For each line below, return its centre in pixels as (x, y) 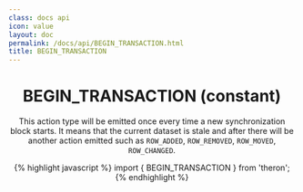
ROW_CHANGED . (152, 150)
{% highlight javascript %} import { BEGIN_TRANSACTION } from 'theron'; (152, 168)
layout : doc (31, 34)
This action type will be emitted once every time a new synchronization (152, 121)
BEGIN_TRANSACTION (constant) (152, 96)
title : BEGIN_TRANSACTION (57, 52)
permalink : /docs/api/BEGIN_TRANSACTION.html (96, 43)
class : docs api (39, 18)
